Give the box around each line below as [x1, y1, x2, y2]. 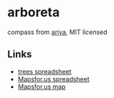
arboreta [7, 4, 60, 21]
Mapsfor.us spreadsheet [17, 75, 90, 83]
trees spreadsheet [17, 67, 72, 75]
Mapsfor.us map [17, 82, 66, 91]
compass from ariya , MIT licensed [7, 28, 108, 36]
